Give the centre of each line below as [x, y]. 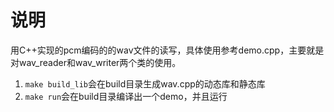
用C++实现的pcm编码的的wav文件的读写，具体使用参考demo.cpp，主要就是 [167, 50]
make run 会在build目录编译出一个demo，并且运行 [126, 96]
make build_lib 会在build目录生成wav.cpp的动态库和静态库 [145, 83]
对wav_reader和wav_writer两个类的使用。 [96, 62]
